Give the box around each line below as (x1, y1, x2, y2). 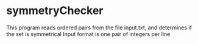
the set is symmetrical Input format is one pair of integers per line (6, 30, 171, 37)
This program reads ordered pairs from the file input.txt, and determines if (6, 24, 192, 31)
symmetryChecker (6, 4, 104, 18)
